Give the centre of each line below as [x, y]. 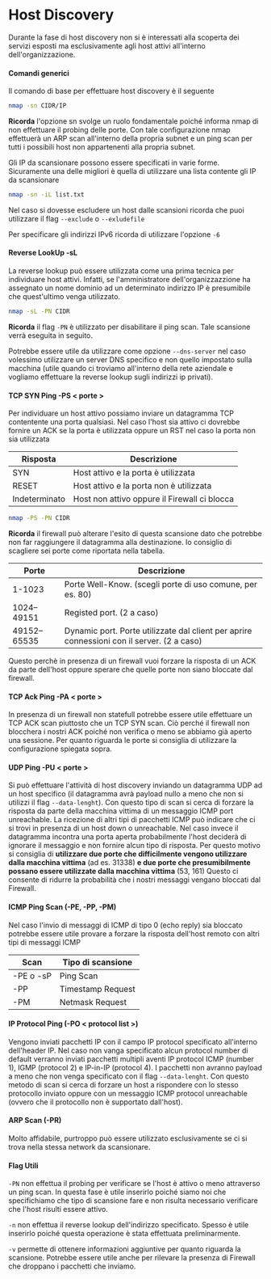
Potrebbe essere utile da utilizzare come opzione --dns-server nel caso [127, 351]
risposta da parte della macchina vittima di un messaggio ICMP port [121, 811]
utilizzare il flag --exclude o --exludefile [77, 218]
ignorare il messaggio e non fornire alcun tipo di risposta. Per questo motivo [134, 846]
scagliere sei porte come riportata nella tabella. [87, 551]
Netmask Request [93, 1002]
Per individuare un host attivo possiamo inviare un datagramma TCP [121, 413]
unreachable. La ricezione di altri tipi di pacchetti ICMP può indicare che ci [132, 820]
